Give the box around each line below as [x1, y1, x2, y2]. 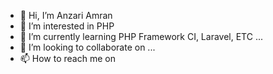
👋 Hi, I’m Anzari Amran [19, 10, 113, 21]
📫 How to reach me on [19, 53, 116, 64]
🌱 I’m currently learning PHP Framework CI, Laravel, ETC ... [19, 31, 263, 42]
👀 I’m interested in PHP [19, 20, 115, 32]
